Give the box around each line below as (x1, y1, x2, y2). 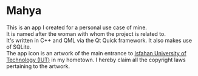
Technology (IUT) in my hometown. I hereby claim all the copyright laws (6, 56, 186, 63)
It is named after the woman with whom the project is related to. (6, 30, 166, 37)
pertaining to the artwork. (6, 62, 70, 70)
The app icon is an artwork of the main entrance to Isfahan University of (6, 49, 186, 57)
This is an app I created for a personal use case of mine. (6, 24, 148, 31)
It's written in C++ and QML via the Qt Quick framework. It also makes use (6, 36, 193, 44)
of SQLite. (6, 43, 32, 50)
